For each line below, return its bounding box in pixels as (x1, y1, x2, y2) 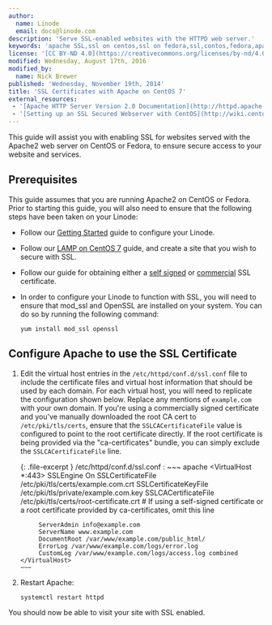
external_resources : (8, 95, 79, 103)
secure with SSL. (19, 252, 77, 261)
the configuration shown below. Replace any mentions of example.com (19, 394, 253, 404)
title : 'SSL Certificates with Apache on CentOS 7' (8, 87, 186, 96)
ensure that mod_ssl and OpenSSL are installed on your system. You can (19, 300, 263, 310)
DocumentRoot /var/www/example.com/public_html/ (38, 535, 206, 543)
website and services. (8, 149, 82, 159)
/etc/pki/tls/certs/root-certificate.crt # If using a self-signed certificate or (19, 496, 264, 506)
